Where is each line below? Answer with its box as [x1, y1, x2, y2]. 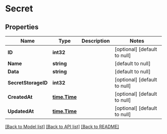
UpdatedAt [7, 108, 34, 115]
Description [81, 38, 110, 44]
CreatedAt [7, 94, 33, 100]
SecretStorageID [7, 79, 48, 86]
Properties [5, 23, 39, 31]
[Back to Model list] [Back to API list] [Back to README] [5, 124, 119, 130]
